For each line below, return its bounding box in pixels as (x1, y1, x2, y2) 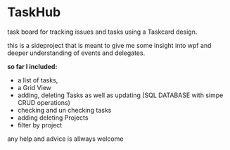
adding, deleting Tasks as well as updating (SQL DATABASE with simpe (17, 91, 224, 99)
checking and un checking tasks (17, 106, 112, 114)
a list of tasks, (17, 75, 58, 85)
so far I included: (7, 62, 58, 70)
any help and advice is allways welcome (7, 135, 124, 143)
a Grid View (17, 83, 51, 92)
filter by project (17, 120, 63, 129)
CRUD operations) (17, 98, 70, 106)
